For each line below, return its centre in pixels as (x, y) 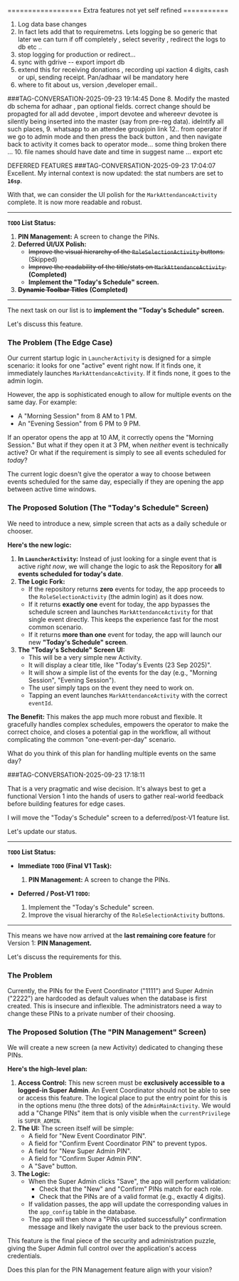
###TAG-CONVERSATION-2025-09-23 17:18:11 (76, 775)
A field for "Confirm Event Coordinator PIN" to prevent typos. (118, 1144)
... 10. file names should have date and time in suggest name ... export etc (115, 152)
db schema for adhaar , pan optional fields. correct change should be (109, 106)
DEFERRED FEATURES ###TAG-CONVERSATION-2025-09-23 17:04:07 (111, 166)
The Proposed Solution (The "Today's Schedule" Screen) (108, 508)
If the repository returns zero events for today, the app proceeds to (127, 589)
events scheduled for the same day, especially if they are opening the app (116, 482)
